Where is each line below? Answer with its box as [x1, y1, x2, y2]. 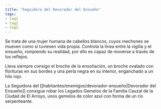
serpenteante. [5, 98, 33, 104]
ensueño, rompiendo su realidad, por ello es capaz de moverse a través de [5, 49, 155, 55]
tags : [5, 12, 16, 16]
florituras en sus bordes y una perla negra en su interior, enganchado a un [5, 68, 154, 74]
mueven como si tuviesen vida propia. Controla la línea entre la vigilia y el [5, 44, 152, 49]
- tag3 [5, 25, 18, 30]
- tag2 [5, 20, 18, 26]
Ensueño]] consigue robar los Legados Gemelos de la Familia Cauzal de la [5, 88, 153, 94]
